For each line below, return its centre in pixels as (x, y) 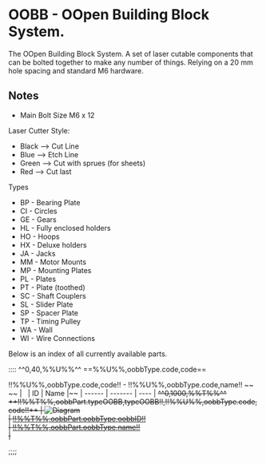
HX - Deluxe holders (53, 244)
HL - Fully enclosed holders (65, 228)
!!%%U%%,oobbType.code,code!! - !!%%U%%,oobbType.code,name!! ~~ (131, 384)
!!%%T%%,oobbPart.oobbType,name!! (76, 427)
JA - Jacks (38, 253)
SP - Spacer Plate (49, 312)
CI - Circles (38, 211)
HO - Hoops (40, 236)
